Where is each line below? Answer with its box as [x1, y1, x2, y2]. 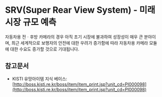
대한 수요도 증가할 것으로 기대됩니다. [10, 46, 80, 52]
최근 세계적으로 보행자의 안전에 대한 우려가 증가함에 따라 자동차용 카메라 [11, 40, 148, 46]
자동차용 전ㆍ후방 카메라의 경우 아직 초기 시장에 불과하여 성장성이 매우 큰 [5, 34, 143, 40]
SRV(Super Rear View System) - [5, 4, 138, 16]
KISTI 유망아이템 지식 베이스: [12, 75, 67, 81]
